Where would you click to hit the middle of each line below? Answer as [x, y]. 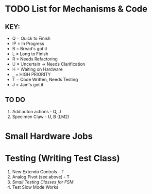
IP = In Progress [28, 44]
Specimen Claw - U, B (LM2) [41, 117]
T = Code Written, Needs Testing [45, 79]
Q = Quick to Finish [31, 38]
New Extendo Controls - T [38, 172]
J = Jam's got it [28, 85]
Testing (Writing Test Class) [63, 158]
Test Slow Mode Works [35, 187]
